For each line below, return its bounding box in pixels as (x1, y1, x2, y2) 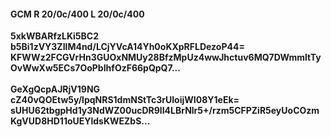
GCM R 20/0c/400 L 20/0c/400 (10, 8, 145, 20)
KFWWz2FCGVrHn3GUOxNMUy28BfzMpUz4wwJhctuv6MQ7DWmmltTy (10, 51, 322, 64)
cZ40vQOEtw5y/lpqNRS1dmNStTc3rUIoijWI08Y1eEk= (10, 94, 240, 106)
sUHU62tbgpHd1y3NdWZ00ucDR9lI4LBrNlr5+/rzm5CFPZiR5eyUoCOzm (10, 105, 320, 117)
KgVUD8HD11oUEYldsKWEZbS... (10, 115, 151, 127)
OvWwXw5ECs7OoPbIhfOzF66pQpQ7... (10, 62, 181, 74)
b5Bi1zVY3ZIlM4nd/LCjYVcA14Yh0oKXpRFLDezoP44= (10, 41, 245, 53)
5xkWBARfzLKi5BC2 (10, 30, 100, 42)
